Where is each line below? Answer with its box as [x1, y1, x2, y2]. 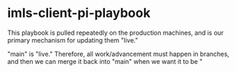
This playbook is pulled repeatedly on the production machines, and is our [7, 28, 224, 37]
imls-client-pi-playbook [7, 5, 151, 21]
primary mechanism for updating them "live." [7, 35, 138, 44]
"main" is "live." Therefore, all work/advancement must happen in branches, [7, 50, 230, 58]
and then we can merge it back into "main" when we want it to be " [7, 57, 203, 65]
